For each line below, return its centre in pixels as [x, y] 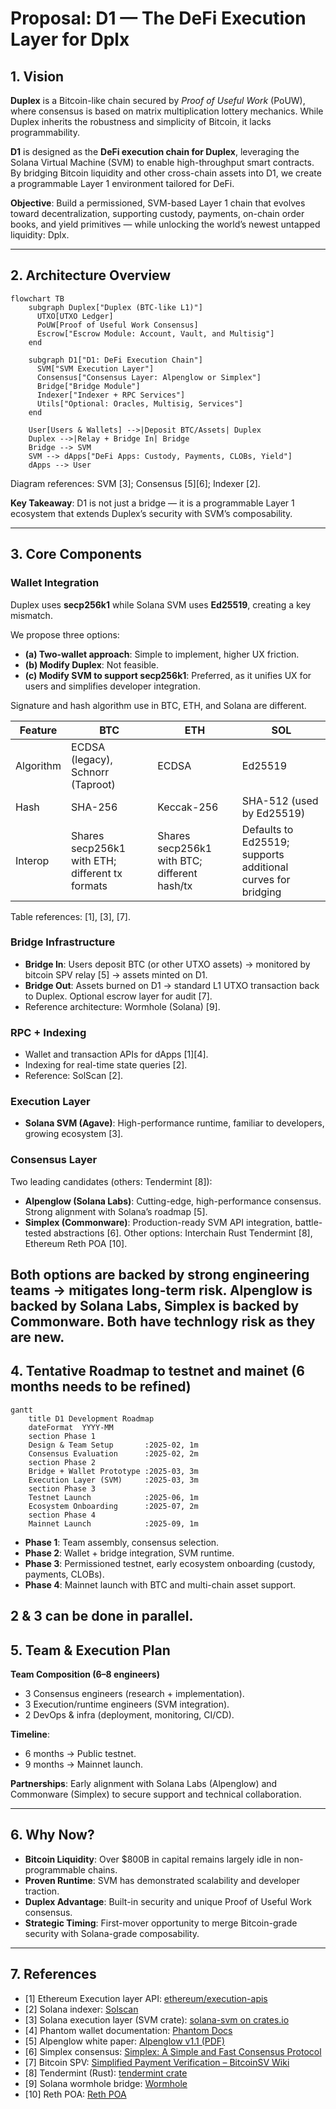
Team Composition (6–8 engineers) [85, 1674]
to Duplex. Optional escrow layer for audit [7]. [118, 996]
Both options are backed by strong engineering [160, 1275]
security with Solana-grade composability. [112, 1933]
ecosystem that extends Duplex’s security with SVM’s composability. [151, 513]
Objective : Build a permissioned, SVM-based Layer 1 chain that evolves [158, 203]
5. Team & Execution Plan [90, 1650]
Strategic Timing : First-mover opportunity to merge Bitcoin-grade [161, 1923]
